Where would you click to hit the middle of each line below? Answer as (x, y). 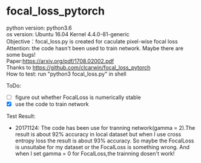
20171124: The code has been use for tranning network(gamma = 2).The (105, 128)
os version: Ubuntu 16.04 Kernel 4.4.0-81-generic (68, 34)
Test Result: (21, 117)
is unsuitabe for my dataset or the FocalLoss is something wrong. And (102, 147)
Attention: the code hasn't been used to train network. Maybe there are (95, 48)
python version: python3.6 (39, 28)
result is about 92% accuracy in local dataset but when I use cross (98, 135)
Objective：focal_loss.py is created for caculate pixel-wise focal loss (92, 41)
